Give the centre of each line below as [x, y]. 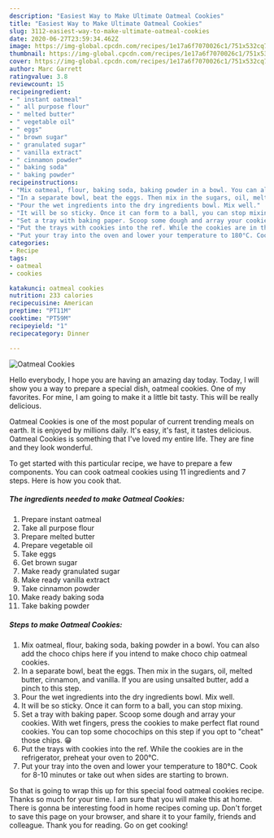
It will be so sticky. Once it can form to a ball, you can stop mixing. [132, 706]
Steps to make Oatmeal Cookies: [66, 625]
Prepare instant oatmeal [61, 520]
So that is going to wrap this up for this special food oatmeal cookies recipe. [137, 791]
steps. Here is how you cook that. [65, 480]
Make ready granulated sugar [70, 572]
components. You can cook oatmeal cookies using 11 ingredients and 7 [128, 472]
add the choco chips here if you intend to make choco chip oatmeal [134, 654]
